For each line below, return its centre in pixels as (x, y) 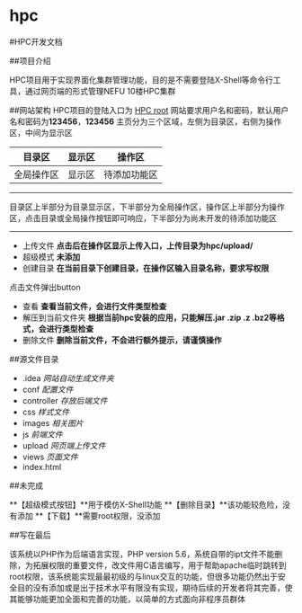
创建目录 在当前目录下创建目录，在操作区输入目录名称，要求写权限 (146, 268)
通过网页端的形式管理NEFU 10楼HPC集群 (100, 91)
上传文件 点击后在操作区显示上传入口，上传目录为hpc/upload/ (138, 245)
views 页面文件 (50, 457)
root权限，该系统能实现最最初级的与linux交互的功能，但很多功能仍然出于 (144, 576)
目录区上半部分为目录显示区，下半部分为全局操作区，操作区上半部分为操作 (147, 207)
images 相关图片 (53, 422)
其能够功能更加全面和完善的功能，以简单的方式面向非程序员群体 (127, 599)
